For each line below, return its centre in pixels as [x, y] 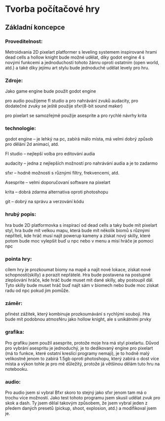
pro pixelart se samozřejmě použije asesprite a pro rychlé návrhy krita [76, 116]
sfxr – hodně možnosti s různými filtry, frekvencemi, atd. [62, 173]
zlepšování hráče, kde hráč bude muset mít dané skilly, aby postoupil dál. [79, 280]
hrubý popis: [21, 214]
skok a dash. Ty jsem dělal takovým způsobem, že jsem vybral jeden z [76, 403]
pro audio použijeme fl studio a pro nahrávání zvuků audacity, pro [72, 101]
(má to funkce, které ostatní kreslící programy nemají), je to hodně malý [77, 353]
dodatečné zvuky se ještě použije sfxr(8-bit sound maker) [64, 106]
